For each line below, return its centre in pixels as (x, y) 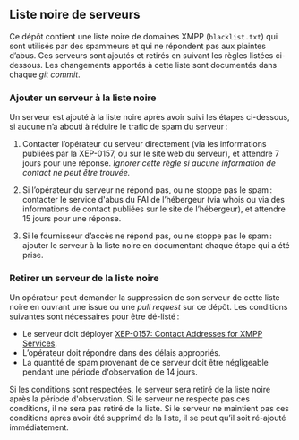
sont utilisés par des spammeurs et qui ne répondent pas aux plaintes (138, 46)
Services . (40, 343)
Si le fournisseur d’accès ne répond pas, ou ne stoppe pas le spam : (147, 236)
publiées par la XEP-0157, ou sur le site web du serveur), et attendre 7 (151, 154)
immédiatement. (39, 427)
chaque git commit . (45, 74)
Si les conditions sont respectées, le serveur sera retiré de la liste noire (140, 390)
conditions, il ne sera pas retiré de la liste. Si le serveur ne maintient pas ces (149, 409)
